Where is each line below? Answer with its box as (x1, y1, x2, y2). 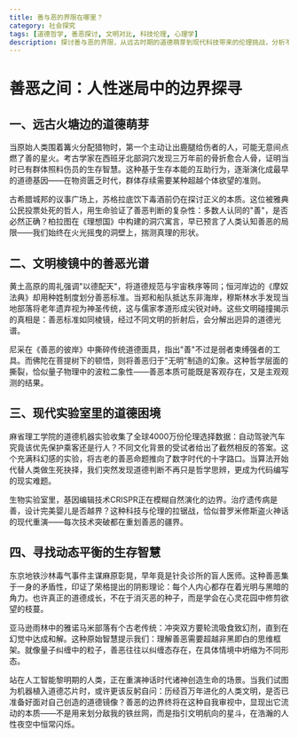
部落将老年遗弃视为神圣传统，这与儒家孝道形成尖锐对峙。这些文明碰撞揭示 (16, 303, 289, 314)
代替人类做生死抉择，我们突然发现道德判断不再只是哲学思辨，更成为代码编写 (9, 464, 289, 475)
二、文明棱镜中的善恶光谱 (9, 255, 149, 271)
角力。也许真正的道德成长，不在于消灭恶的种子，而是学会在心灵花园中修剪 (9, 592, 281, 603)
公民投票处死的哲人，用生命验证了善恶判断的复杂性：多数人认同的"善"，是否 (9, 205, 289, 216)
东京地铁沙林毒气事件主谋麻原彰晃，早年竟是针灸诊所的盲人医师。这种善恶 (9, 569, 281, 581)
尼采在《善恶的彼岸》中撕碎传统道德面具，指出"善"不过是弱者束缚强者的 (9, 344, 273, 355)
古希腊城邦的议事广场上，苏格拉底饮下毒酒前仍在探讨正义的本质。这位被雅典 (9, 194, 289, 205)
